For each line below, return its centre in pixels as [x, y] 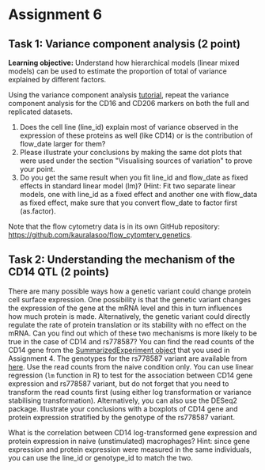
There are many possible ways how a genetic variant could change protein [130, 291]
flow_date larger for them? [62, 144]
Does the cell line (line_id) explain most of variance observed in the [129, 127]
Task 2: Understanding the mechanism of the [122, 260]
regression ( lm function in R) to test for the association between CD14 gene [131, 375]
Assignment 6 [55, 15]
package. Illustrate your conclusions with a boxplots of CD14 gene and [123, 408]
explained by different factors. [57, 80]
